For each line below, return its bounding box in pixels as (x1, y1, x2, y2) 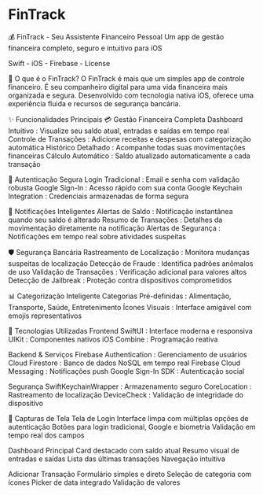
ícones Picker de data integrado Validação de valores (8, 478, 181, 487)
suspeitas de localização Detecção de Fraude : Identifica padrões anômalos (8, 258, 254, 268)
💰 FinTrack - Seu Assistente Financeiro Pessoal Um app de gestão (8, 31, 225, 41)
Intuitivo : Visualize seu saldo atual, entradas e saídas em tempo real (8, 126, 229, 135)
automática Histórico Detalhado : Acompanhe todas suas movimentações (8, 142, 246, 152)
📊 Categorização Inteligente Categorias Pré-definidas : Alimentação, (8, 291, 232, 301)
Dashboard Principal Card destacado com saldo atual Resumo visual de (8, 445, 239, 455)
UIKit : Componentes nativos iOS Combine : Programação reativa (8, 334, 218, 344)
